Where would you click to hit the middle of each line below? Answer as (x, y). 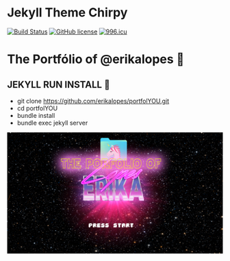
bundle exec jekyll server (52, 123)
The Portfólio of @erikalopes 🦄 (96, 59)
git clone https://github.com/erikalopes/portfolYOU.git (93, 101)
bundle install (36, 115)
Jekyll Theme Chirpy (67, 13)
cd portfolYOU (37, 108)
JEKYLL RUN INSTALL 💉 (59, 85)
